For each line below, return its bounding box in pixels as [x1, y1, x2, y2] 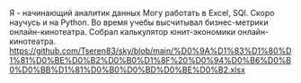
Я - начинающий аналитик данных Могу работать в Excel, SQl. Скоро [9, 8, 275, 18]
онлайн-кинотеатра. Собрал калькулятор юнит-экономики [9, 27, 236, 37]
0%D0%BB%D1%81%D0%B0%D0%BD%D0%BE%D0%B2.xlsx [9, 64, 245, 75]
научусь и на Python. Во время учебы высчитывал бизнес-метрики [9, 17, 269, 28]
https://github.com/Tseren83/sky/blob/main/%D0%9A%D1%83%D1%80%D [9, 46, 292, 56]
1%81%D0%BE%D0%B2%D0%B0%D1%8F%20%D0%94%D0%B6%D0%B [9, 55, 292, 65]
